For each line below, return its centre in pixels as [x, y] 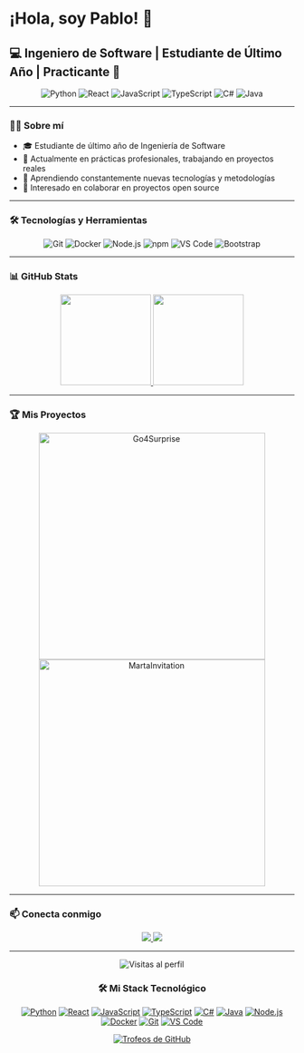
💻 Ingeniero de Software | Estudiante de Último [146, 53]
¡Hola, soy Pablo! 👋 [81, 19]
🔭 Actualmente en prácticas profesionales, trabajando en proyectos [148, 159]
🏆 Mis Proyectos [48, 414]
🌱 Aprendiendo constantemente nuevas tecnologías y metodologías [149, 178]
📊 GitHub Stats [44, 276]
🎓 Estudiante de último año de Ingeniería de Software [124, 146]
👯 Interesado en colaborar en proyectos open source [121, 188]
